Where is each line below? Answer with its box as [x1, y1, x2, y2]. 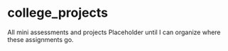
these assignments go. [7, 35, 74, 43]
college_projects [7, 5, 109, 21]
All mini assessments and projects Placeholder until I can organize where [7, 28, 222, 36]
